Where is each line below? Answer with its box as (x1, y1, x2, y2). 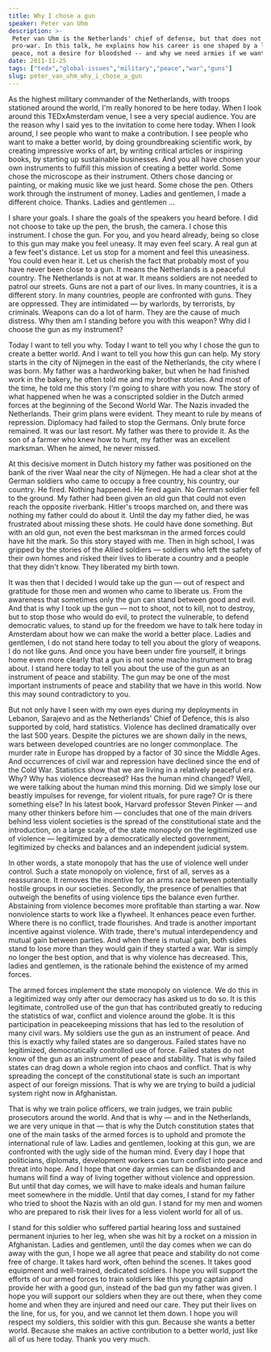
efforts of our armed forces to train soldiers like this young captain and (8, 1274, 244, 1283)
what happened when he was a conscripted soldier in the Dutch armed (8, 391, 244, 401)
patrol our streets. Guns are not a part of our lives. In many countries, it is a (8, 281, 258, 291)
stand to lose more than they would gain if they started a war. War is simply (8, 943, 258, 954)
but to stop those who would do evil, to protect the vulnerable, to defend (8, 612, 249, 621)
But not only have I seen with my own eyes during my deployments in (8, 705, 239, 714)
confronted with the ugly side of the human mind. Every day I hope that (8, 1147, 245, 1156)
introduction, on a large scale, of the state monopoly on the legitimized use (8, 825, 257, 835)
